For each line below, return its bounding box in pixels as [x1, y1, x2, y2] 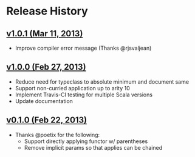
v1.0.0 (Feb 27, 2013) [6, 62, 86, 72]
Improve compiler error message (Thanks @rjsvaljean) [15, 44, 152, 52]
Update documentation [15, 97, 73, 104]
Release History [6, 4, 88, 18]
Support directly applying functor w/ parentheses [24, 138, 148, 145]
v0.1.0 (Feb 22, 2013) [6, 115, 87, 125]
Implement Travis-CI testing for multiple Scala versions [15, 91, 153, 98]
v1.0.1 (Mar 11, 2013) [6, 28, 83, 39]
